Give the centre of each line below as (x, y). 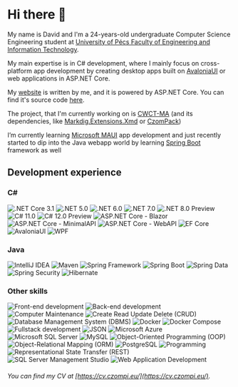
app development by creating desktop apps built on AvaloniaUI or (129, 71)
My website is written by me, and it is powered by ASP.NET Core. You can (116, 92)
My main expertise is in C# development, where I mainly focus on (103, 63)
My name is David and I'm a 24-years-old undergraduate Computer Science (119, 34)
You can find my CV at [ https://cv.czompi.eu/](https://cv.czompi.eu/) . (109, 376)
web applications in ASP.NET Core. (59, 78)
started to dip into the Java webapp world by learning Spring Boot (104, 143)
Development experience (65, 173)
